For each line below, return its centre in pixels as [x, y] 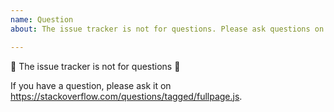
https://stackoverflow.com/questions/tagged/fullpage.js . [126, 96]
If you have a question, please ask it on [91, 85]
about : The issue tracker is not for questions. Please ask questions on [167, 29]
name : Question [42, 19]
